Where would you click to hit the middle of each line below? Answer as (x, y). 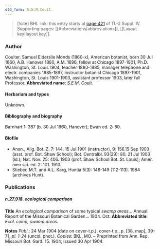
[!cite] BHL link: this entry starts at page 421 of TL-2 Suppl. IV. (79, 23)
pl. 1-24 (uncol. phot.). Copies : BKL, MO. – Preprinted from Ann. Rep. (80, 236)
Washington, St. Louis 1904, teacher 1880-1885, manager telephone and (77, 67)
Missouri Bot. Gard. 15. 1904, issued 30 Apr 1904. (54, 241)
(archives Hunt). (28, 175)
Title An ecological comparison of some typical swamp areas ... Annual (76, 211)
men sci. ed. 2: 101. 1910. (37, 164)
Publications (20, 187)
